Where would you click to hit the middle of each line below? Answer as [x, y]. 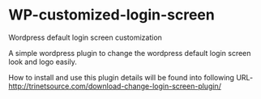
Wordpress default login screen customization [85, 37]
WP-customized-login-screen [111, 15]
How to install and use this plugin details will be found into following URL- [131, 77]
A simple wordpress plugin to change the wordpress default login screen [130, 53]
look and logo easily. [43, 62]
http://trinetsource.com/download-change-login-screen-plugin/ [115, 86]
